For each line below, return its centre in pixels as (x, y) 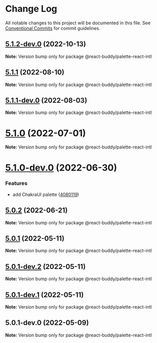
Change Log (31, 9)
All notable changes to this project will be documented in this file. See (78, 23)
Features (16, 183)
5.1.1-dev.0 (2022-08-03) (46, 100)
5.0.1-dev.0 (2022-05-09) (47, 323)
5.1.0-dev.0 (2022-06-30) (61, 167)
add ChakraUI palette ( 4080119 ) (46, 194)
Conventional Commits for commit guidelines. (53, 28)
